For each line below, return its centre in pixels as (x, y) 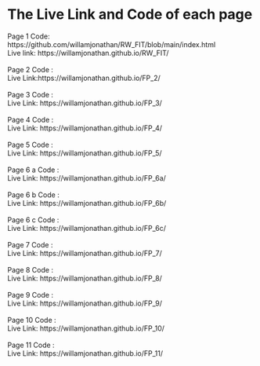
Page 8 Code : (31, 269)
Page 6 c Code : (33, 220)
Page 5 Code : (31, 145)
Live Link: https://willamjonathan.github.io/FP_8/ (85, 278)
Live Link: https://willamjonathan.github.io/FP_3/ (85, 103)
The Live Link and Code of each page (130, 15)
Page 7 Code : (30, 244)
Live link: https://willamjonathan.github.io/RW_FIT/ (88, 53)
